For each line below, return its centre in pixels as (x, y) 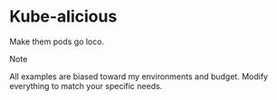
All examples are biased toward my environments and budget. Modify (139, 76)
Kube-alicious (63, 17)
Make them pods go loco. (57, 41)
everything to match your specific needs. (86, 86)
